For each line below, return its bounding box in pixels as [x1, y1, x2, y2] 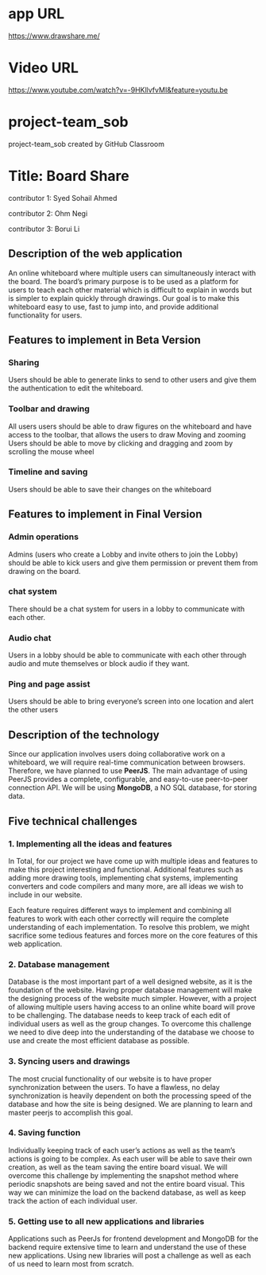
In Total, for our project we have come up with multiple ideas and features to [8, 856, 258, 865]
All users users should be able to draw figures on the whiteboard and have [8, 422, 253, 431]
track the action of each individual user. [8, 1196, 137, 1205]
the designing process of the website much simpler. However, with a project [8, 994, 256, 1003]
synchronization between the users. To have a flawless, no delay [8, 1082, 220, 1092]
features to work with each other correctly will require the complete [8, 914, 229, 923]
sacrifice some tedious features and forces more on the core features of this [8, 930, 258, 940]
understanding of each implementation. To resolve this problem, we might [8, 922, 250, 931]
